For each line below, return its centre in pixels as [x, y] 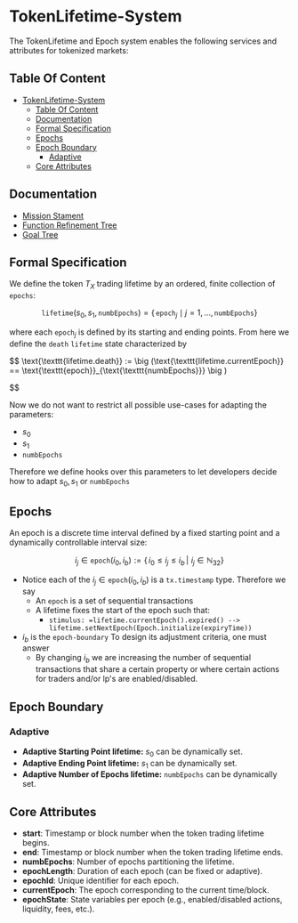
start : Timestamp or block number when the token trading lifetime [143, 833]
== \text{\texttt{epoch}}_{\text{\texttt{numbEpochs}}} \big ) [118, 370]
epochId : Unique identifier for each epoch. [101, 881]
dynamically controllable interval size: [78, 542]
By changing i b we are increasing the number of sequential [143, 659]
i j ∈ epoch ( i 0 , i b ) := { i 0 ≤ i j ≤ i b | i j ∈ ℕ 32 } [149, 561]
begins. [36, 843]
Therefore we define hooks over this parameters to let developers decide [143, 472]
